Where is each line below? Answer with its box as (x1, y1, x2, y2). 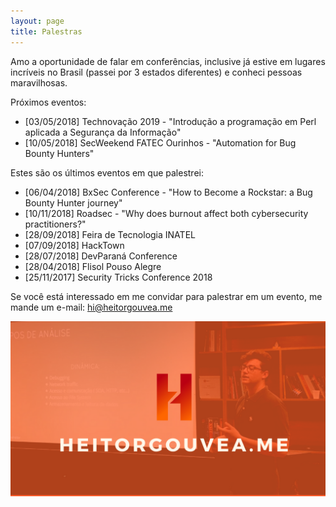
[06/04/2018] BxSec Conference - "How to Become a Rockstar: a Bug (24, 186, 313, 198)
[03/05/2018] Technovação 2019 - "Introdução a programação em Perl (24, 115, 317, 127)
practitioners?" (24, 218, 87, 230)
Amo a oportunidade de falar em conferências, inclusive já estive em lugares (10, 55, 326, 67)
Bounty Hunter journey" (24, 196, 123, 209)
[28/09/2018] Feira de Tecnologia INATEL (24, 228, 196, 240)
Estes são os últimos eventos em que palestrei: (10, 166, 204, 179)
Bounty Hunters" (24, 147, 95, 159)
